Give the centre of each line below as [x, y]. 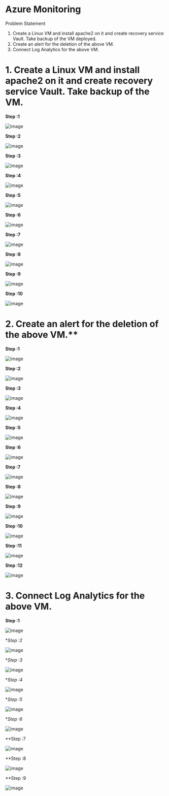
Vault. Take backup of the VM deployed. [55, 39]
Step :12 [14, 565]
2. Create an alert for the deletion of [82, 324]
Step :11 [13, 546]
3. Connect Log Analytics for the [75, 596]
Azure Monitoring [43, 9]
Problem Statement [25, 23]
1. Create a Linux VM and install [73, 70]
